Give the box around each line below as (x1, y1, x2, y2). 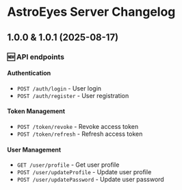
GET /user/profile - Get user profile (16, 161, 120, 169)
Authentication (7, 69, 51, 78)
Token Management (7, 107, 66, 115)
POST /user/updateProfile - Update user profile (16, 168, 152, 176)
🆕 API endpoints (7, 52, 65, 62)
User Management (7, 145, 62, 154)
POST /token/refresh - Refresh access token (16, 130, 143, 138)
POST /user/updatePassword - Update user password (16, 176, 164, 184)
